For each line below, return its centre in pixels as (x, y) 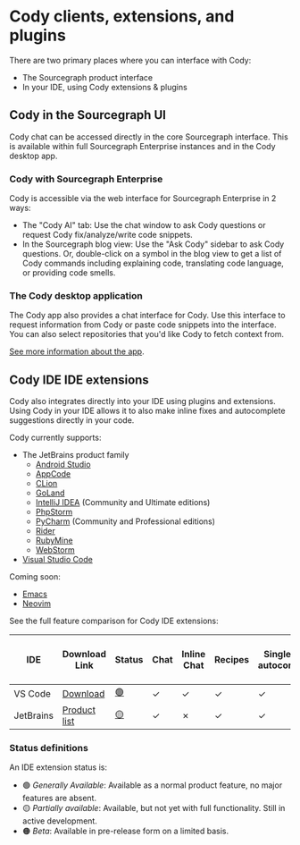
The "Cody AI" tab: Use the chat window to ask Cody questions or (144, 225)
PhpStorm (54, 512)
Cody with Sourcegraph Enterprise (86, 179)
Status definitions (49, 748)
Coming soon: (35, 577)
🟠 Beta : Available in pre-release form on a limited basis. (125, 831)
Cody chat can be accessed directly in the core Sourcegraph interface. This (149, 137)
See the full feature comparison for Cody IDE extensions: (114, 621)
